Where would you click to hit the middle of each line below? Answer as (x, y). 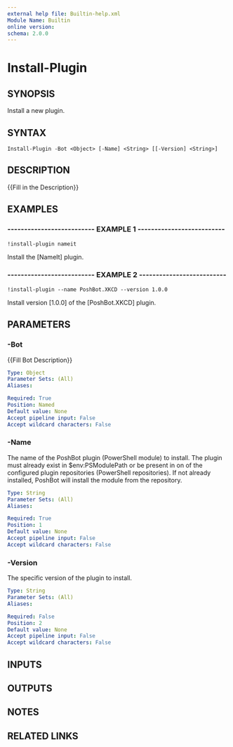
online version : (31, 27)
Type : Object (26, 372)
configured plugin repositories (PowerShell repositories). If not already (109, 472)
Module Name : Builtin (39, 20)
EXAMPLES (33, 209)
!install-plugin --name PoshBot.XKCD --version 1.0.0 (88, 289)
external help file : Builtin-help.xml (64, 14)
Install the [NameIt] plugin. (46, 257)
